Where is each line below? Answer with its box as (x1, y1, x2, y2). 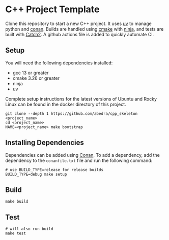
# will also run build (5, 226, 53, 232)
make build (5, 199, 29, 204)
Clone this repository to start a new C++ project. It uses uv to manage (5, 20, 152, 27)
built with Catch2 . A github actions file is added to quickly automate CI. (5, 31, 154, 37)
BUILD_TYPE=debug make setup (5, 172, 67, 177)
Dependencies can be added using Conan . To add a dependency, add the (5, 152, 160, 158)
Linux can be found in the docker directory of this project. (5, 101, 126, 107)
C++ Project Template (5, 4, 100, 15)
